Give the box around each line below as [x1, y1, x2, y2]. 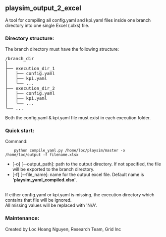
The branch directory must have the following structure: [5, 46, 119, 52]
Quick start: [5, 127, 35, 134]
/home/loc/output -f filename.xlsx [5, 153, 79, 158]
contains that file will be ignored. [5, 197, 72, 203]
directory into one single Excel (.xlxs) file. [5, 22, 90, 28]
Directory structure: [5, 35, 55, 42]
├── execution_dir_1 [5, 66, 55, 72]
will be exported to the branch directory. [12, 166, 95, 172]
